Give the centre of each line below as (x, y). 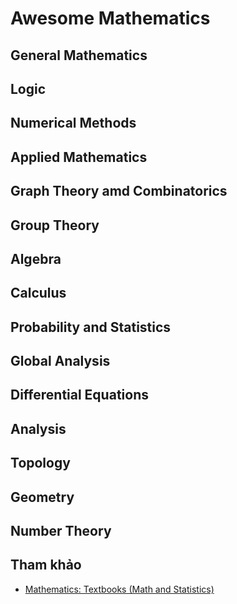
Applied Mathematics (79, 157)
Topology (40, 463)
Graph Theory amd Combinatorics (119, 191)
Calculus (38, 293)
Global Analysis (60, 361)
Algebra (36, 258)
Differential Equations (79, 395)
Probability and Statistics (91, 327)
